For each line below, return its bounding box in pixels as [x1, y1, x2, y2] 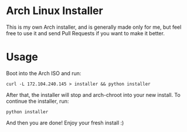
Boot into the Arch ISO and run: [6, 69, 81, 77]
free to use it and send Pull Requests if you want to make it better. [6, 29, 165, 36]
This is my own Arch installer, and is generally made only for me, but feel [6, 23, 182, 31]
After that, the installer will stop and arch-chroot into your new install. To [6, 91, 181, 98]
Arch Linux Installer [6, 4, 104, 18]
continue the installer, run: [6, 97, 69, 104]
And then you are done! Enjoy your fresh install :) [6, 119, 124, 126]
